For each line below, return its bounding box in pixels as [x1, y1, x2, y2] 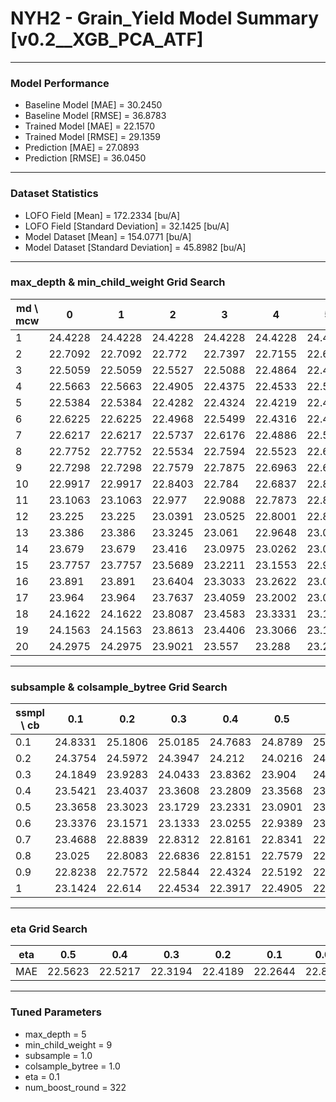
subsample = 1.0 [24, 1049, 93, 1061]
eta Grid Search [10, 922, 88, 936]
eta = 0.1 [24, 1070, 60, 1082]
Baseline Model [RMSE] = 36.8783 [24, 110, 167, 122]
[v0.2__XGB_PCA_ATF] [10, 28, 204, 51]
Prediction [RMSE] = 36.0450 [24, 152, 147, 164]
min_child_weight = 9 [24, 1038, 113, 1051]
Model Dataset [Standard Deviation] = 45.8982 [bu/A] [24, 241, 247, 253]
